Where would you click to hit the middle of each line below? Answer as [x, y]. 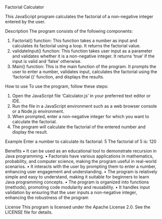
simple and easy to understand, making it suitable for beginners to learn [77, 177]
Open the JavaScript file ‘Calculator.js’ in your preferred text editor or [81, 96]
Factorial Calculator [25, 7]
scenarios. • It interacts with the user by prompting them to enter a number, [81, 166]
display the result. [30, 132]
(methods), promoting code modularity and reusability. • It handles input [77, 187]
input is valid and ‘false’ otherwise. [47, 61]
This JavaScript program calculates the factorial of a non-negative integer [79, 16]
